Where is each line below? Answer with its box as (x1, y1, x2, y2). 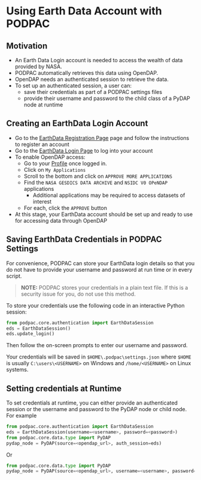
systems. (6, 366, 29, 373)
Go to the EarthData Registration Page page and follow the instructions (14, 134, 190, 141)
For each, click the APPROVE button (23, 204, 108, 211)
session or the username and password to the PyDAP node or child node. (6, 406, 187, 413)
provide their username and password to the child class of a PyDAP (23, 95, 190, 102)
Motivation (6, 41, 48, 51)
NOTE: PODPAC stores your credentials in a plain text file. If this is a (20, 284, 188, 291)
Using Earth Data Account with (6, 4, 163, 18)
